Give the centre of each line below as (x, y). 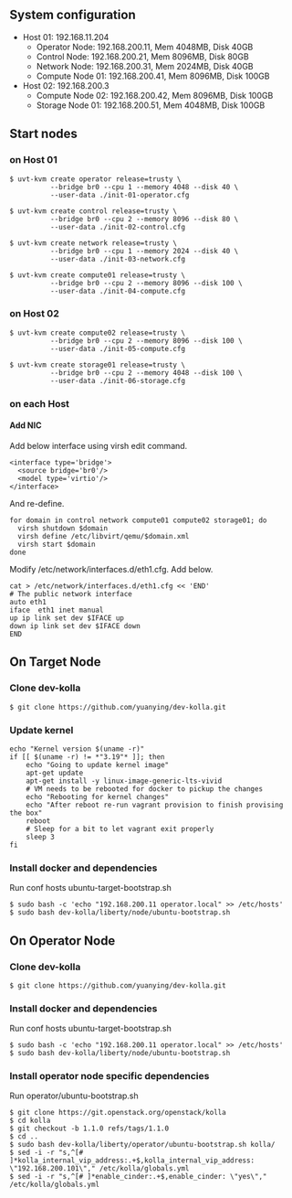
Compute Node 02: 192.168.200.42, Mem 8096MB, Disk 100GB (155, 95)
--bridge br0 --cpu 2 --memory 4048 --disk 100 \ (146, 373)
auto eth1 (28, 602)
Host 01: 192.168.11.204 (66, 37)
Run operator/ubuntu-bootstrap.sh (74, 1096)
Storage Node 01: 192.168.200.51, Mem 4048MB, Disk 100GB (151, 105)
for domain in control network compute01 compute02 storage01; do (138, 520)
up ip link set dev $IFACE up (67, 618)
